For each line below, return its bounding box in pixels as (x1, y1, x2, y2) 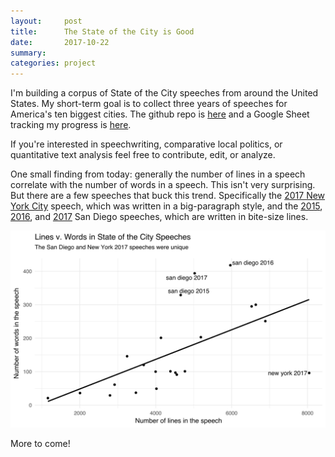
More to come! (10, 438, 71, 450)
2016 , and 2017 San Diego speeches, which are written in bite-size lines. (10, 211, 309, 223)
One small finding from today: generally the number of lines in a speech (10, 168, 306, 180)
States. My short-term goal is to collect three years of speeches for (10, 98, 288, 110)
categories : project (10, 58, 97, 69)
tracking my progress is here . (10, 119, 132, 131)
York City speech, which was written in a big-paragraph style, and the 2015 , (10, 200, 323, 212)
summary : (10, 48, 47, 58)
